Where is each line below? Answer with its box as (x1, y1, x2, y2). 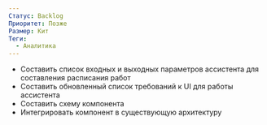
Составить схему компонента (20, 99, 125, 109)
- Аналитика (15, 42, 57, 50)
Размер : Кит (8, 27, 49, 35)
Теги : (8, 34, 27, 43)
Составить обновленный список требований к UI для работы (20, 82, 234, 92)
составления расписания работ (20, 73, 131, 83)
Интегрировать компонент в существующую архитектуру (20, 107, 222, 118)
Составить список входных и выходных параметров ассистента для (20, 64, 259, 74)
